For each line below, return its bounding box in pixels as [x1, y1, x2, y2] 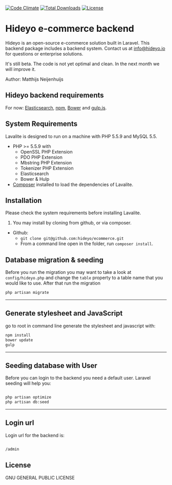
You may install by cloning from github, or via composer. [12, 220, 132, 226]
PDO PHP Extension [20, 154, 63, 160]
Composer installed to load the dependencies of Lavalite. [12, 181, 134, 188]
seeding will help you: [5, 380, 51, 386]
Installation [5, 196, 42, 205]
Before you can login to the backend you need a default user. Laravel [5, 375, 151, 381]
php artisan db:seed [5, 400, 50, 405]
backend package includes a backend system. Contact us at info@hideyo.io [5, 45, 165, 51]
